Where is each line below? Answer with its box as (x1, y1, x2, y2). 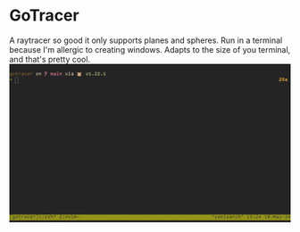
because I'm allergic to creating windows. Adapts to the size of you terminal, (9, 44, 291, 54)
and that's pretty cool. (9, 54, 91, 64)
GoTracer (9, 5, 79, 26)
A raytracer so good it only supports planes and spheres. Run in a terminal (9, 35, 283, 46)
